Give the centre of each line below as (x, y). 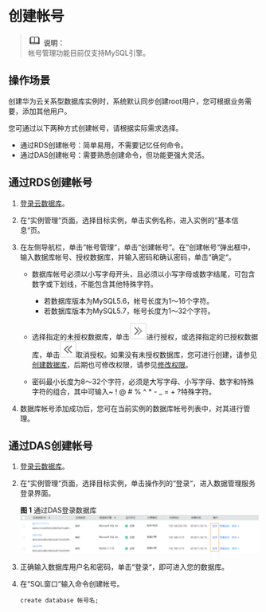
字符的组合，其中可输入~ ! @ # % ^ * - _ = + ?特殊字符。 (124, 391)
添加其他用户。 (47, 111)
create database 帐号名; (59, 601)
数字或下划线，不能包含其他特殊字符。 (94, 284)
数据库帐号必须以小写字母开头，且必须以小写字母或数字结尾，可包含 (143, 274)
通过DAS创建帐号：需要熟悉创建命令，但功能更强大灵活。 (114, 155)
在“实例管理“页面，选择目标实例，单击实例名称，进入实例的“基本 (126, 220)
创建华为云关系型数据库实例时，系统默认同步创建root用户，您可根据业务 (127, 101)
